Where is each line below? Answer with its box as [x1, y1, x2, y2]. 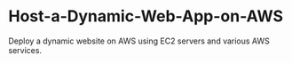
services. [8, 44, 42, 55]
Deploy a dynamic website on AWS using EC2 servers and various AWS [8, 35, 270, 46]
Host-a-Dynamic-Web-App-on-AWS [8, 6, 284, 27]
